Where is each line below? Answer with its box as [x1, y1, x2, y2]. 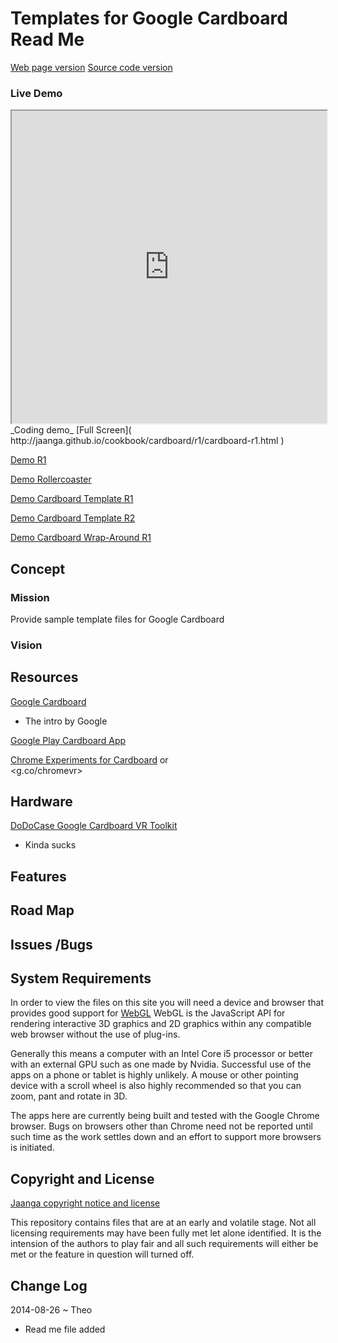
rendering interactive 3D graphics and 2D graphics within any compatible [10, 1018, 312, 1030]
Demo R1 [10, 454, 47, 466]
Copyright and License [10, 1170, 155, 1187]
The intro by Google [24, 715, 108, 727]
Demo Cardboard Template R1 [10, 493, 134, 505]
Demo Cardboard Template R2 [10, 512, 136, 524]
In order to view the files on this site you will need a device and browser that [10, 997, 324, 1009]
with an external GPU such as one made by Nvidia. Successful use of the [10, 1058, 312, 1071]
